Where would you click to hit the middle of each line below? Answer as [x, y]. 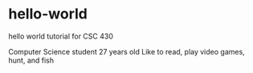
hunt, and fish [31, 60]
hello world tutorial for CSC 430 [61, 36]
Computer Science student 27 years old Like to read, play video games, [126, 51]
